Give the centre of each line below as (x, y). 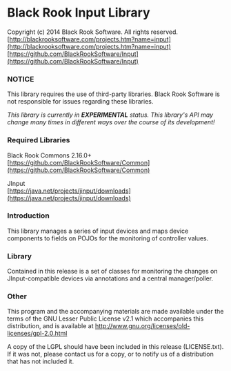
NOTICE (21, 79)
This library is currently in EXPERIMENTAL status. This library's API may (110, 115)
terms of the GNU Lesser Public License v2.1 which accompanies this (106, 318)
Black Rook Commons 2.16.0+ (49, 155)
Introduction (28, 216)
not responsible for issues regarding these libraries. (80, 102)
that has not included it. (41, 361)
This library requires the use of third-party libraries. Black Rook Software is (114, 94)
